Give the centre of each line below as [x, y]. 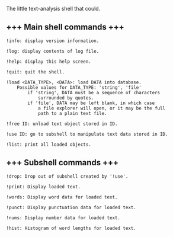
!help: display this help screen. [49, 62]
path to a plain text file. [73, 113]
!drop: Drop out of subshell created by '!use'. [67, 176]
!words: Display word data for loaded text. [62, 197]
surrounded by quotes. [66, 98]
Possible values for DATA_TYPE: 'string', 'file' [79, 87]
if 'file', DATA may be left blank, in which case [91, 103]
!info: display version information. [53, 41]
